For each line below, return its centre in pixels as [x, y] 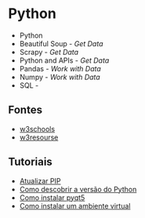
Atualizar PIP [40, 180]
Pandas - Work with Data [60, 68]
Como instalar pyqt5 [52, 198]
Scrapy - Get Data [49, 52]
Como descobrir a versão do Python [78, 189]
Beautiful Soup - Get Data [61, 43]
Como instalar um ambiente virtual [75, 205]
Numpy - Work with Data [60, 77]
